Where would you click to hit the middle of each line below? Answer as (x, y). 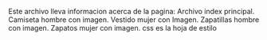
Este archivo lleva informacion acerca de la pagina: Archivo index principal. (132, 11)
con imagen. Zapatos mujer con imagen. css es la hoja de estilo (113, 28)
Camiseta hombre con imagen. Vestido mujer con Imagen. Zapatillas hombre (134, 20)
